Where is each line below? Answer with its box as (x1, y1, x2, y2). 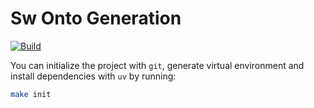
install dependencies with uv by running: (10, 70, 177, 82)
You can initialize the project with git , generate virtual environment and (10, 59, 305, 71)
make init (10, 89, 52, 99)
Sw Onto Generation (10, 7, 182, 30)
